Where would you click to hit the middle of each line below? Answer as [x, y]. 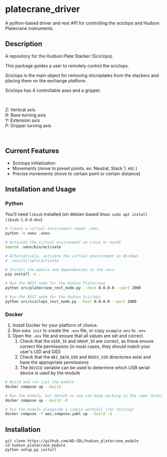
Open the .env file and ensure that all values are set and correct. [78, 336]
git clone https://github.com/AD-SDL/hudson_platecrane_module [72, 441]
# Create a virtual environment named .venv [52, 229]
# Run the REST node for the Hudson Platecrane [55, 283]
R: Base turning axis [26, 115]
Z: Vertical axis [20, 110]
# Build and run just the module [40, 382]
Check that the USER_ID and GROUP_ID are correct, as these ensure [87, 341]
